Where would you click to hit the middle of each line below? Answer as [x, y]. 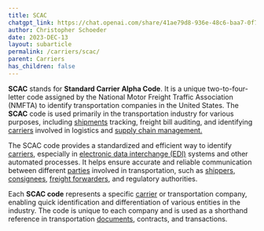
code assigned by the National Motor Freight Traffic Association [130, 97]
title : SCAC [27, 15]
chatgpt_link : [31, 23]
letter [17, 97]
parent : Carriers [37, 60]
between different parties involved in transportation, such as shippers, [122, 170]
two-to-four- [228, 88]
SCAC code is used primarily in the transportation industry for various [121, 114]
